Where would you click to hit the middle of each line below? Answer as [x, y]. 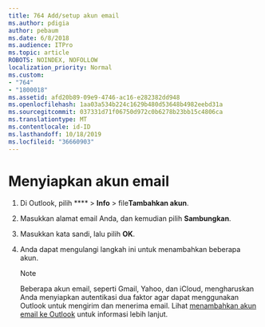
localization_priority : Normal [60, 68]
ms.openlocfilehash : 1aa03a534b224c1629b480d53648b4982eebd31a [116, 104]
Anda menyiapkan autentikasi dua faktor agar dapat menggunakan [129, 297]
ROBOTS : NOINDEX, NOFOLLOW [53, 61]
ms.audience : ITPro [41, 45]
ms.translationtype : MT [48, 120]
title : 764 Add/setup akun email [64, 16]
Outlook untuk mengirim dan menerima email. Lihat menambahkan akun [138, 306]
